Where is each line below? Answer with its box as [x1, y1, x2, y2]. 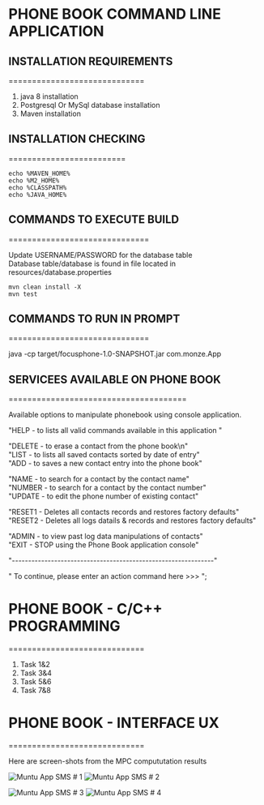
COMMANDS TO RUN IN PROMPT [8, 312, 181, 326]
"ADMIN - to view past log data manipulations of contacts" [8, 532, 204, 542]
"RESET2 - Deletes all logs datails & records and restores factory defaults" [8, 516, 257, 525]
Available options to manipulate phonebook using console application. [8, 410, 242, 420]
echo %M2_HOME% [8, 176, 60, 185]
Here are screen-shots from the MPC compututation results [8, 756, 207, 766]
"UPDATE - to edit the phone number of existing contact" [8, 491, 199, 501]
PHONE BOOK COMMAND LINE [8, 5, 221, 24]
